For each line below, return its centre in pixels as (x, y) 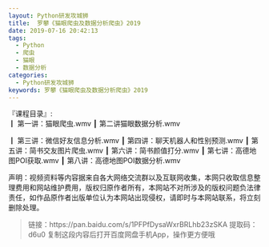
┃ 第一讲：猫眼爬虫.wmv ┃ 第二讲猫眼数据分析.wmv (94, 124)
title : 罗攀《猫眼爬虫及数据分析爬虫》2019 (75, 23)
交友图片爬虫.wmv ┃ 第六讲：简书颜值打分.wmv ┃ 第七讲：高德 (146, 151)
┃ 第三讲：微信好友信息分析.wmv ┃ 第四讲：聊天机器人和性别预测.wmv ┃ (129, 141)
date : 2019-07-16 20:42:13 (53, 30)
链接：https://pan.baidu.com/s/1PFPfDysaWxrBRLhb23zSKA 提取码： (143, 225)
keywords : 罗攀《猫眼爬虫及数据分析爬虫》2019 (78, 90)
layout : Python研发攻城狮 (48, 16)
